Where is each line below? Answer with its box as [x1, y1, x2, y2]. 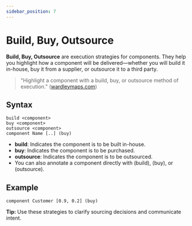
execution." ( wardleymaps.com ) [20, 83, 98, 90]
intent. [6, 214, 22, 222]
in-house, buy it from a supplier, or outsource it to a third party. [6, 65, 158, 72]
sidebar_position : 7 [6, 8, 57, 15]
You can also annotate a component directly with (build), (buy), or [14, 159, 174, 166]
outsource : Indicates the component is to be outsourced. [14, 153, 153, 161]
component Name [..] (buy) [6, 131, 72, 137]
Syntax [6, 100, 33, 110]
